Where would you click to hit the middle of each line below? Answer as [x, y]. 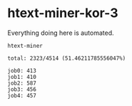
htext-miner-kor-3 [63, 13]
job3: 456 [22, 89]
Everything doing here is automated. [61, 33]
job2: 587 [22, 83]
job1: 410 [22, 77]
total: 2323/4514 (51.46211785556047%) [67, 58]
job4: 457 [22, 95]
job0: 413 [22, 70]
